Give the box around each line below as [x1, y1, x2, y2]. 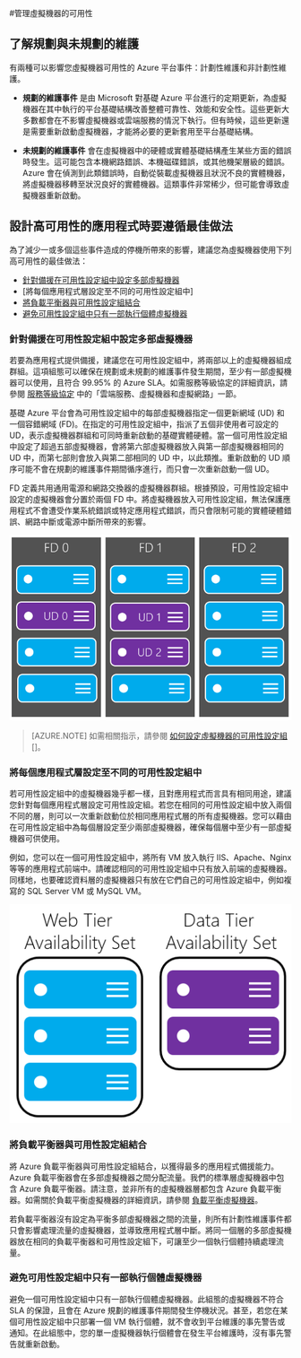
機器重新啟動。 [30, 189, 86, 200]
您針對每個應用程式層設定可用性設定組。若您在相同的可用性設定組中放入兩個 [9, 799, 292, 810]
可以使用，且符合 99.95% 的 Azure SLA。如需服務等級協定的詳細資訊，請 [16, 377, 288, 387]
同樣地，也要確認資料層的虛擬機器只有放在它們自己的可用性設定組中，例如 [9, 875, 284, 885]
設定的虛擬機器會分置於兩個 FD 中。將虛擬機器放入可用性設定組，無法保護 [9, 493, 284, 504]
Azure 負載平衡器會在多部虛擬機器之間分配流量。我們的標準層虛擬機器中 [9, 1171, 277, 1182]
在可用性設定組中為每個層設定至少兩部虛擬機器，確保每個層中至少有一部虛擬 [9, 822, 292, 832]
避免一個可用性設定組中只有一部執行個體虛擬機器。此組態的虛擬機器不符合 [9, 1293, 284, 1304]
